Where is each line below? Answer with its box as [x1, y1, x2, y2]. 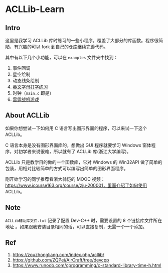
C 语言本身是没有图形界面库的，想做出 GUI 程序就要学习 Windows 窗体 [5, 142, 151, 148]
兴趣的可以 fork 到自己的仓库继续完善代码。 [18, 44, 109, 50]
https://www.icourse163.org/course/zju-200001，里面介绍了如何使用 [5, 182, 147, 188]
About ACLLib [5, 111, 50, 120]
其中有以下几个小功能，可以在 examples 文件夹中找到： [5, 54, 118, 60]
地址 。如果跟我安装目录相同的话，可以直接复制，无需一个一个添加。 [5, 223, 147, 229]
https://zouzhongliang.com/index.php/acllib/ [12, 252, 104, 258]
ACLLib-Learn [5, 4, 65, 15]
